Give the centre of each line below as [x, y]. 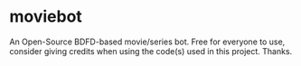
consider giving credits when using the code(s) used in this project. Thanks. [151, 51]
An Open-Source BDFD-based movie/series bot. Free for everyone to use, [147, 42]
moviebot [46, 17]
